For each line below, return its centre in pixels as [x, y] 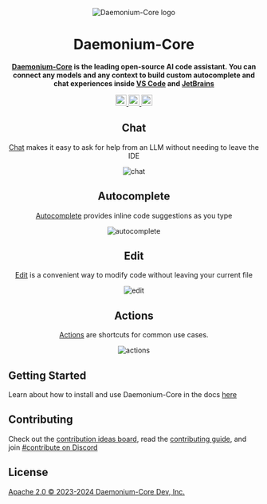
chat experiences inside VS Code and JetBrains [134, 83]
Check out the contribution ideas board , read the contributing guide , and [128, 439]
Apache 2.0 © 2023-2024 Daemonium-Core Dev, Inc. [96, 491]
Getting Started [47, 375]
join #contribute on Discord [53, 447]
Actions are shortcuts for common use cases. [134, 335]
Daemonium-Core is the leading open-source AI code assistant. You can [134, 66]
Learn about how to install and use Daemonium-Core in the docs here [123, 394]
